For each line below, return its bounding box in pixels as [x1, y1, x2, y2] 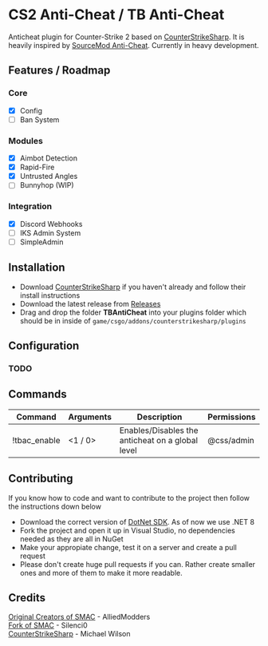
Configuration [8, 339, 80, 352]
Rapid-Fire [19, 162, 55, 172]
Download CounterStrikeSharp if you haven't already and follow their [19, 282, 246, 291]
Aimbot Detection [19, 153, 78, 163]
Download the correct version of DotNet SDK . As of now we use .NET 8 [19, 517, 255, 526]
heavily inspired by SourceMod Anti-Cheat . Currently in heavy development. [8, 40, 259, 50]
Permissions [207, 411, 256, 422]
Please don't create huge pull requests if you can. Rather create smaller [19, 559, 256, 569]
